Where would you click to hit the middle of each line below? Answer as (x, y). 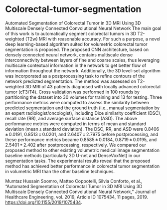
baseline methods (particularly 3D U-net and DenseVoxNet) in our (73, 155)
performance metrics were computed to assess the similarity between (77, 102)
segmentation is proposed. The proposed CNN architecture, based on (77, 49)
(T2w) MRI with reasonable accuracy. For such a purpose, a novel (93, 39)
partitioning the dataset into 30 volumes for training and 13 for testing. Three (83, 97)
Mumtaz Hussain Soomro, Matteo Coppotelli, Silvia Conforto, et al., (74, 181)
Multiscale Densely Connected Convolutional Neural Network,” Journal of (81, 192)
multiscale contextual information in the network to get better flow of (76, 65)
